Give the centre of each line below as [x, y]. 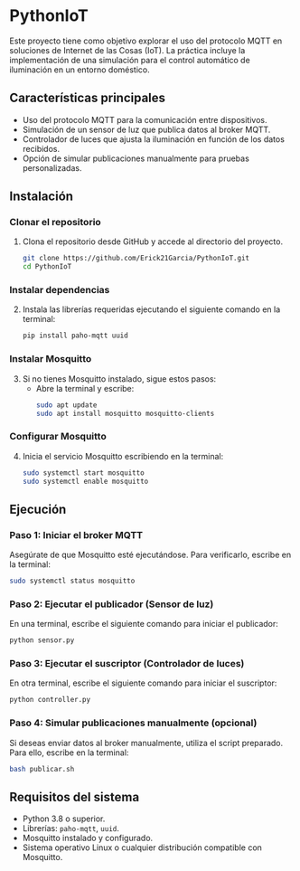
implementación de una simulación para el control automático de [130, 60]
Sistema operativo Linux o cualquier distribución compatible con [142, 847]
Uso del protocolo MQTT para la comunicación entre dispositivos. [145, 119]
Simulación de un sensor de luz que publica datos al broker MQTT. [146, 129]
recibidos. [41, 148]
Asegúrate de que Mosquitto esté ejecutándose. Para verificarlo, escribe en [150, 555]
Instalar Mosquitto [51, 359]
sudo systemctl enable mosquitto [85, 481]
